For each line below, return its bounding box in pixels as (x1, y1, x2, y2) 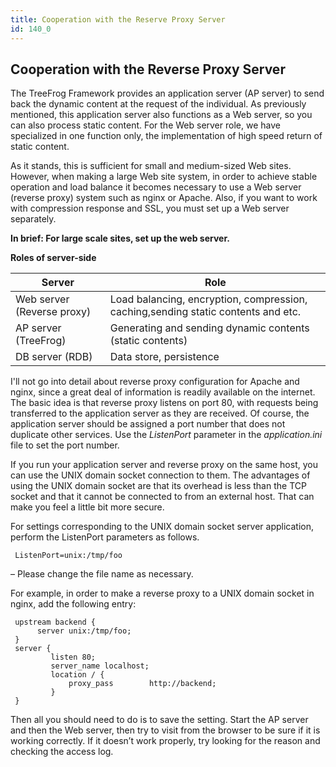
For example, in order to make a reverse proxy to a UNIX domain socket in (10, 587, 315, 600)
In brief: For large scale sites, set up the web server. (10, 232, 230, 245)
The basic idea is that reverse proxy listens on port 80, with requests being (10, 397, 319, 409)
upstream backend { (14, 617, 97, 628)
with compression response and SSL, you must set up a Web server (10, 202, 290, 215)
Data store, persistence (109, 350, 220, 364)
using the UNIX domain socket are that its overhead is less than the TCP (10, 480, 307, 492)
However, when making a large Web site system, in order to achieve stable (10, 171, 318, 183)
